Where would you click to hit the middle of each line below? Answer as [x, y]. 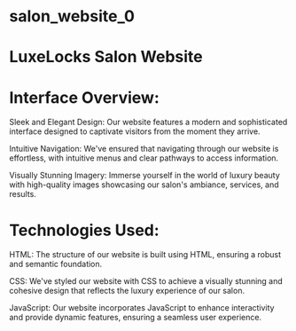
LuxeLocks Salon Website [106, 57]
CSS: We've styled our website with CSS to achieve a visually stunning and [146, 281]
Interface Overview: [84, 97]
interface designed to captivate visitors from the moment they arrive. [135, 131]
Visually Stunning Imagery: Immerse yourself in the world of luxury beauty [145, 176]
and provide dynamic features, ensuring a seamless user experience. [136, 318]
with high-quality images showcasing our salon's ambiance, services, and [144, 185]
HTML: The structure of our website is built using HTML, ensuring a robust [145, 255]
